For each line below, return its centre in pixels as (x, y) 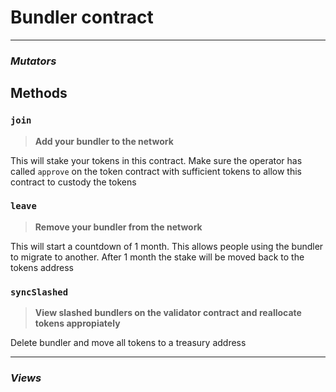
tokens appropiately (77, 323)
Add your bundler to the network (104, 141)
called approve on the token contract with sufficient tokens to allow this (156, 171)
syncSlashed (39, 292)
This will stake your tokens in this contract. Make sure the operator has (156, 160)
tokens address (42, 267)
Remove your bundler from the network (118, 227)
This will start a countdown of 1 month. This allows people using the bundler (167, 246)
